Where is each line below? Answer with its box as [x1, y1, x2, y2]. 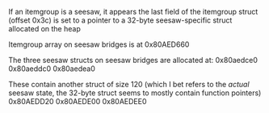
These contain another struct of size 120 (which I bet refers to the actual [8, 80, 250, 89]
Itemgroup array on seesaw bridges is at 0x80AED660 [8, 40, 190, 49]
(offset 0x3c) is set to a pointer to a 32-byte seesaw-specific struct [8, 15, 233, 25]
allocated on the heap [8, 24, 81, 33]
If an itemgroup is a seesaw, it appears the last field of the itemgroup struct [8, 7, 258, 16]
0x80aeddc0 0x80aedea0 [8, 64, 95, 73]
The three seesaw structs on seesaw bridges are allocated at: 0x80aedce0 [8, 56, 258, 65]
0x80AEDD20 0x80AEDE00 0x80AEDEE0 [8, 97, 147, 106]
